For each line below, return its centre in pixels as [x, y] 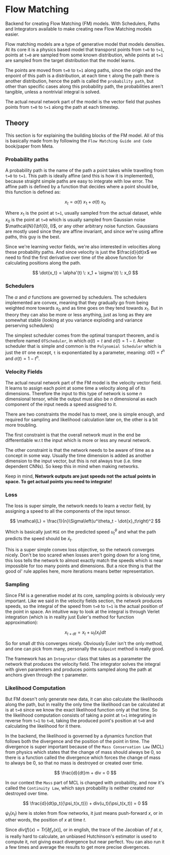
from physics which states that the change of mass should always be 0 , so [83, 752]
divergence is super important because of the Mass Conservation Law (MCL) [84, 747]
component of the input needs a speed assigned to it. [61, 404]
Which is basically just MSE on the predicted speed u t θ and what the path [81, 532]
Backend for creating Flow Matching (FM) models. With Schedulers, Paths [82, 23]
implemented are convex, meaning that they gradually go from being [77, 302]
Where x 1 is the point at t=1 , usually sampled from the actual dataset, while [83, 213]
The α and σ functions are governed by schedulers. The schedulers [76, 297]
